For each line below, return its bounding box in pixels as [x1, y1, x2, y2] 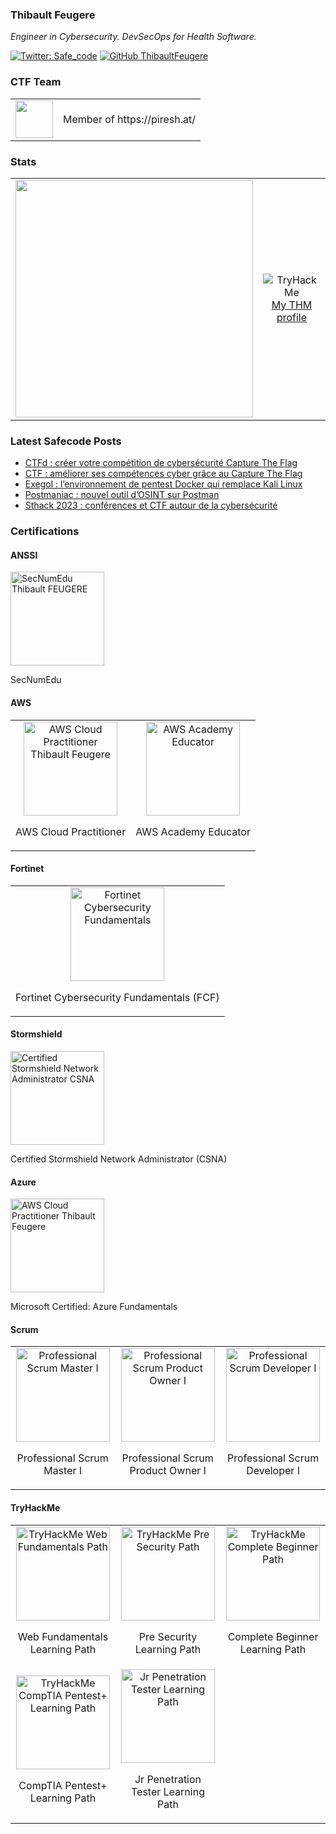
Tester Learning [131, 1784, 205, 1798]
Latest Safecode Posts [10, 434, 122, 448]
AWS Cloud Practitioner [15, 824, 127, 838]
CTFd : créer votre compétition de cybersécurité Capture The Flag [24, 457, 298, 469]
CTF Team [10, 75, 62, 89]
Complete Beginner [227, 1629, 319, 1643]
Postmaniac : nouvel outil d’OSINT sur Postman [24, 489, 220, 501]
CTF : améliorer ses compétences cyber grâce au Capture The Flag [24, 468, 303, 480]
